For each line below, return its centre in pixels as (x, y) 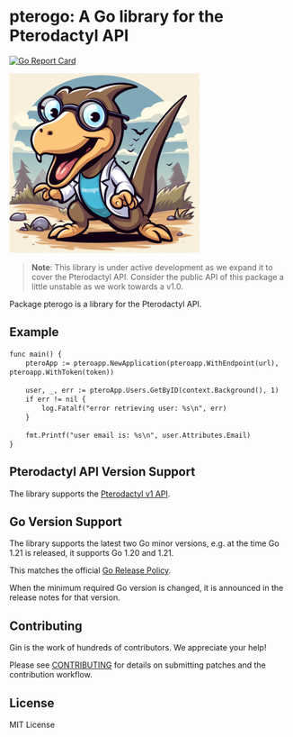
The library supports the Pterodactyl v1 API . (90, 494)
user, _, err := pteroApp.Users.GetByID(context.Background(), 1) (152, 390)
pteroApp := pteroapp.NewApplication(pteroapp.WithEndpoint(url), (152, 363)
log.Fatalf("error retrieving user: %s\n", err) (134, 408)
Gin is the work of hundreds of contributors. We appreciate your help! (138, 648)
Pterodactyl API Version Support (102, 472)
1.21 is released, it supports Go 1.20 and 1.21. (92, 553)
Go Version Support (66, 521)
